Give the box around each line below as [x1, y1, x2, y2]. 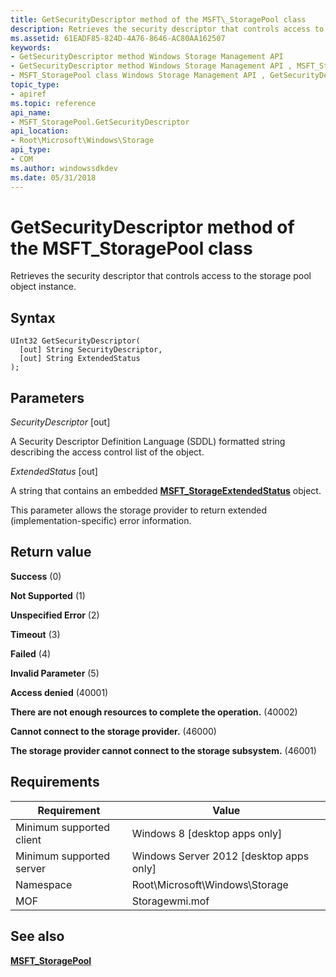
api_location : [10, 126, 70, 136]
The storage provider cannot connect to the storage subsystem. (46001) [10, 744, 317, 756]
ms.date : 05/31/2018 [10, 172, 97, 183]
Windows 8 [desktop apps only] [131, 826, 283, 840]
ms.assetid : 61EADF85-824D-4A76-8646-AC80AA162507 [10, 33, 226, 43]
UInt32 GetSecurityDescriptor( [10, 336, 141, 346]
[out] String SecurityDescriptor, [19, 345, 163, 355]
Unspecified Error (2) [10, 609, 100, 621]
